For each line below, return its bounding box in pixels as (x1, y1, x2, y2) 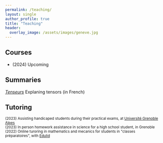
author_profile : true (5, 16, 50, 21)
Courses (5, 48, 32, 57)
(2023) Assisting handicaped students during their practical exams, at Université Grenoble (5, 116, 159, 121)
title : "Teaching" (5, 21, 43, 26)
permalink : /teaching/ (5, 7, 52, 12)
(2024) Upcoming (12, 61, 49, 67)
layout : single (5, 12, 37, 17)
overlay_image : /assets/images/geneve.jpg (9, 30, 98, 35)
